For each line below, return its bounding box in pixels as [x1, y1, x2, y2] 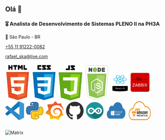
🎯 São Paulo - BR [5, 34, 41, 40]
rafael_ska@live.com [5, 53, 48, 59]
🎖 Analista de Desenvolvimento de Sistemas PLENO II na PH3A [5, 21, 160, 28]
